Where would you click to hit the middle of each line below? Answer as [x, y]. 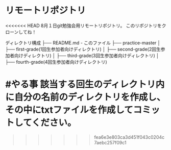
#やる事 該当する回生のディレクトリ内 [85, 84]
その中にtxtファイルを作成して [69, 110]
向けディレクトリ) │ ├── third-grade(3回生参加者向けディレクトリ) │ [87, 55]
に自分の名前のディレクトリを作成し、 [86, 97]
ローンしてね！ [21, 32]
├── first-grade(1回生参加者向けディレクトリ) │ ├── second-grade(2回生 [83, 49]
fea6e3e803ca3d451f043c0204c [129, 137]
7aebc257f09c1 [110, 142]
